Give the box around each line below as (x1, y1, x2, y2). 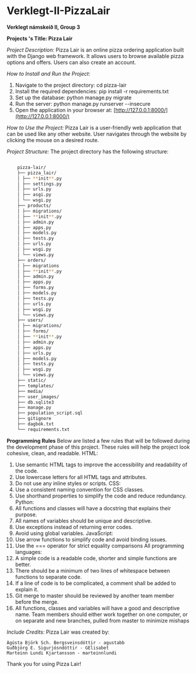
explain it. (15, 585, 39, 593)
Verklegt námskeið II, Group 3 (6, 23, 81, 31)
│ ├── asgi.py (17, 192, 51, 198)
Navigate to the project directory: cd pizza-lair (15, 81, 127, 89)
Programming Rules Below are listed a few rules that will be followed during (6, 437, 190, 444)
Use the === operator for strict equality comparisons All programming (15, 542, 184, 549)
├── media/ (17, 388, 44, 394)
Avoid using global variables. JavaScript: (15, 530, 114, 537)
